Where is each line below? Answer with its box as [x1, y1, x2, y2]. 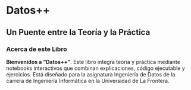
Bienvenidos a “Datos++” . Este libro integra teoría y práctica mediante [6, 58, 180, 65]
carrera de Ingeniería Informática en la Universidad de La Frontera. [6, 77, 170, 84]
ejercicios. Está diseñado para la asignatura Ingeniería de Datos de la [6, 70, 176, 78]
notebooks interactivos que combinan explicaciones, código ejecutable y [6, 65, 186, 72]
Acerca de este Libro [6, 45, 67, 53]
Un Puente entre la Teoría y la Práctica [6, 27, 151, 37]
